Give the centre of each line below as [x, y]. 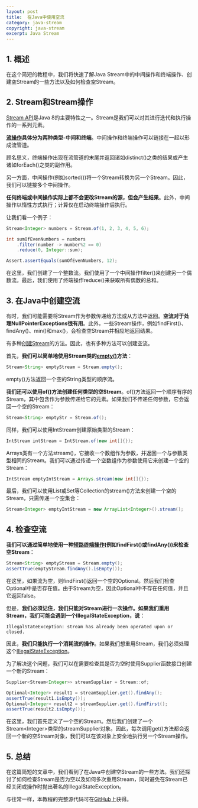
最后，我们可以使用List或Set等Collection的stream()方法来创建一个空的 [91, 491]
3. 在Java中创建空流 [43, 301]
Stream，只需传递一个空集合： [43, 498]
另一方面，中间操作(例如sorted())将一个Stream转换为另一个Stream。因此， [97, 177]
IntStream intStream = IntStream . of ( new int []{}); [70, 441]
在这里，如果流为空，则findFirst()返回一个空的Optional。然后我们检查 [90, 580]
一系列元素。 [32, 125]
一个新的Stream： [28, 671]
